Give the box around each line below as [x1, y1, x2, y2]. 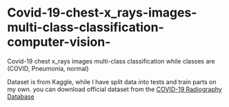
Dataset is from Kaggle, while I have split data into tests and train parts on [7, 77, 217, 86]
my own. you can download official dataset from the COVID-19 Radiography [7, 85, 222, 93]
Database [7, 92, 34, 101]
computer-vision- [7, 35, 111, 50]
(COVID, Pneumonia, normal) [7, 64, 90, 72]
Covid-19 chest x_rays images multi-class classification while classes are [7, 57, 215, 65]
